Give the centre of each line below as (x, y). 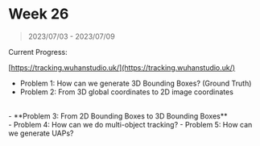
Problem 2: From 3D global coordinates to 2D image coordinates (126, 92)
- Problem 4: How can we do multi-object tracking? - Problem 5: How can (130, 124)
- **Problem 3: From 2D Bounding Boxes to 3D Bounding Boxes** (118, 116)
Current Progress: (38, 52)
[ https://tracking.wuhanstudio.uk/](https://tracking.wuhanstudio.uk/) (122, 67)
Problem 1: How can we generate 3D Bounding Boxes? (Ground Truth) (136, 83)
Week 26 (39, 14)
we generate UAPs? (41, 133)
